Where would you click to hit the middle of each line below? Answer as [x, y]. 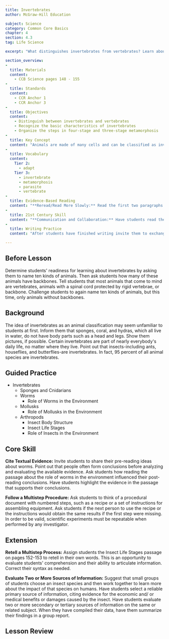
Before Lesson [28, 258]
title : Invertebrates [28, 10]
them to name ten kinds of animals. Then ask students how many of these [82, 276]
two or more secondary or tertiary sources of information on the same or [80, 605]
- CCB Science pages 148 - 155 [47, 79]
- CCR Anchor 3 [30, 103]
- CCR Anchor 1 [30, 98]
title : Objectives [29, 112]
